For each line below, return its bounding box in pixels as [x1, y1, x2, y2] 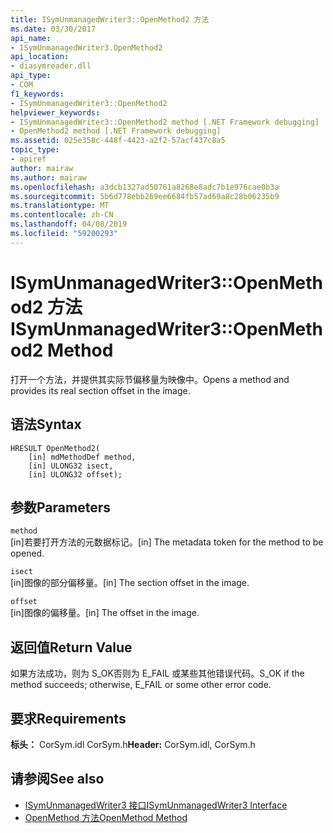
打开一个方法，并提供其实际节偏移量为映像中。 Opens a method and [10, 373, 290, 385]
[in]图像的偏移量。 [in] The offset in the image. [10, 607, 200, 619]
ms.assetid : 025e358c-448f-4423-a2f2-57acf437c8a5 [10, 136, 226, 146]
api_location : [10, 52, 70, 62]
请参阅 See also [10, 771, 105, 788]
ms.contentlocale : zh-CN [10, 210, 114, 220]
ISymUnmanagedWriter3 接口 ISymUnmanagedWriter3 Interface [24, 799, 288, 811]
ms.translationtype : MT [10, 201, 110, 211]
